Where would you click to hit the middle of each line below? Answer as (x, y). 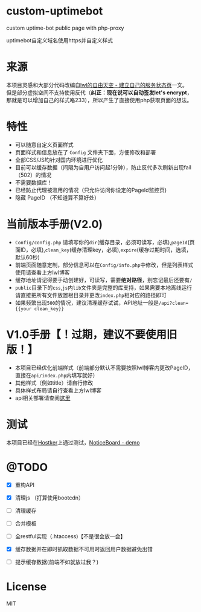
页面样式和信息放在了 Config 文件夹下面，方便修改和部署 (85, 152)
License (27, 587)
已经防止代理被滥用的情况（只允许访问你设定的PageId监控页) (91, 190)
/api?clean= (174, 303)
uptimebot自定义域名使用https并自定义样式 (60, 40)
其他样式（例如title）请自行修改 (54, 383)
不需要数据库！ (33, 182)
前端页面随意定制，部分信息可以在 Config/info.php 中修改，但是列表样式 (104, 265)
